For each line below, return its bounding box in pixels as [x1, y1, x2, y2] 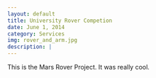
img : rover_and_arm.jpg [7, 37, 78, 44]
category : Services [7, 30, 65, 38]
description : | [7, 43, 52, 50]
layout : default [7, 10, 55, 18]
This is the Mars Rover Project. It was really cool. [7, 63, 150, 71]
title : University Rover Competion [7, 17, 113, 24]
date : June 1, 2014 [7, 23, 65, 30]
